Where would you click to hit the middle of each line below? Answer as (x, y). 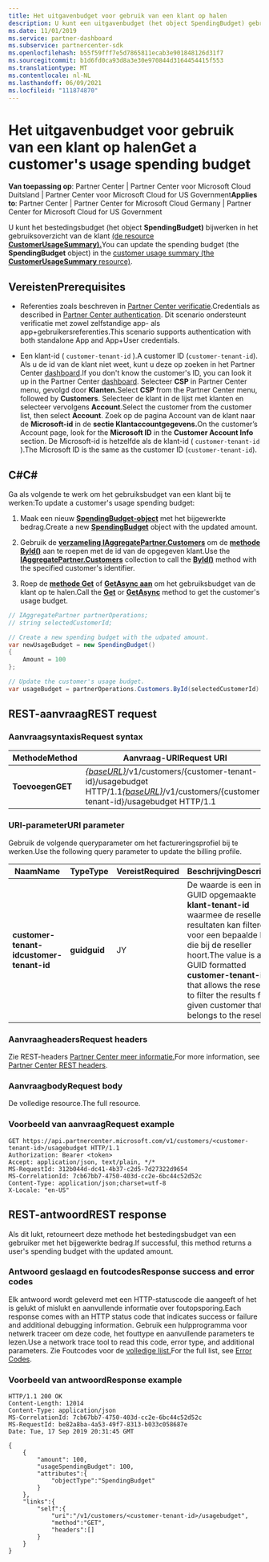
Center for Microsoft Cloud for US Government (85, 212)
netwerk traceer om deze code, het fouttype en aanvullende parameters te (131, 1333)
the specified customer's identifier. (77, 567)
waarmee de (211, 914)
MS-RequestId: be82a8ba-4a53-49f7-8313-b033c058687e (98, 1425)
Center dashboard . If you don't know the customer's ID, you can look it (136, 373)
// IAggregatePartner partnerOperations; (78, 615)
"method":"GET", (78, 1523)
